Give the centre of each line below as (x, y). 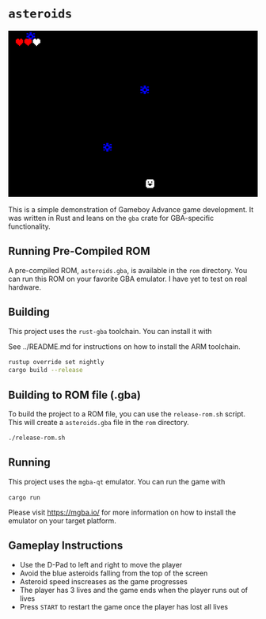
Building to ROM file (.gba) (74, 395)
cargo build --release (46, 370)
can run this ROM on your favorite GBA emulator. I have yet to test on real (128, 279)
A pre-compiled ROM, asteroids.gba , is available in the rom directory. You (128, 270)
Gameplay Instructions (66, 546)
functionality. (30, 226)
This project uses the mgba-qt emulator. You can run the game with (117, 481)
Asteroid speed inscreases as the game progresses (103, 581)
